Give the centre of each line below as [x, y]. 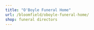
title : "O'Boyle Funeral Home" [38, 10]
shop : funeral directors [31, 19]
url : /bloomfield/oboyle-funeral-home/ [47, 15]
